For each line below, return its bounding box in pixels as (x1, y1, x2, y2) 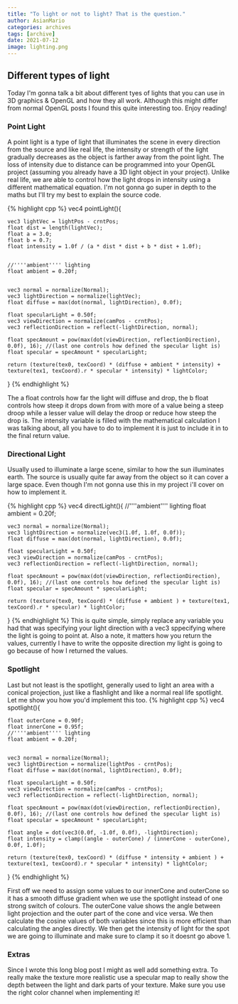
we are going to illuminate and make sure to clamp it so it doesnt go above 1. (7, 931, 231, 940)
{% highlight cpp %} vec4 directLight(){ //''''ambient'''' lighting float (7, 502, 207, 511)
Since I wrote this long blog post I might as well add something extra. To (7, 966, 218, 974)
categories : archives (7, 23, 72, 31)
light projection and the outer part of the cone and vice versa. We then (7, 909, 213, 917)
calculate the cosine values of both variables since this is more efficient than (7, 917, 232, 925)
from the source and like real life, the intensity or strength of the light (7, 145, 209, 154)
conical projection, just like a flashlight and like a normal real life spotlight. (7, 688, 224, 697)
